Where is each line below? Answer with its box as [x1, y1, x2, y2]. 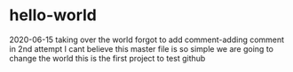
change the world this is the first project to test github [9, 53, 206, 63]
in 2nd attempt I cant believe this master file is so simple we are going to [9, 43, 273, 54]
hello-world [9, 5, 98, 25]
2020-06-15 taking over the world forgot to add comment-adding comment [9, 34, 285, 45]
